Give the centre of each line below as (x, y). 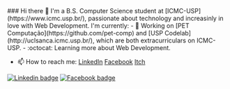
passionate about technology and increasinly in (156, 18)
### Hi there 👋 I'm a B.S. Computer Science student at (85, 11)
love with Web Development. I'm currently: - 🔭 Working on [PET (98, 26)
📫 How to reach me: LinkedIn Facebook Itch (81, 62)
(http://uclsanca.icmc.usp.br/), (51, 40)
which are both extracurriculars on (145, 40)
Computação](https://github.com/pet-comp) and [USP (85, 33)
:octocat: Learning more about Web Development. (99, 48)
